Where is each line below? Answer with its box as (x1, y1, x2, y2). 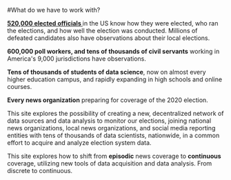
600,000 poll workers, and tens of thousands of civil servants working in (7, 48, 220, 55)
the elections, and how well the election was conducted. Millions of (7, 27, 198, 34)
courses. (7, 83, 32, 90)
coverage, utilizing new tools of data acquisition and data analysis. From (7, 159, 212, 168)
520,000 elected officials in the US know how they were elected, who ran (7, 19, 219, 27)
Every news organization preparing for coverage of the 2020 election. (7, 96, 208, 104)
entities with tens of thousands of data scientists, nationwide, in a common (7, 131, 220, 139)
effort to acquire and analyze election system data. (7, 139, 152, 147)
